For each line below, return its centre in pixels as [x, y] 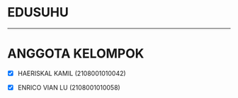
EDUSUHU [38, 12]
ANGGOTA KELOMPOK [76, 54]
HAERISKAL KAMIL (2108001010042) [72, 73]
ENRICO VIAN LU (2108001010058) [69, 87]
